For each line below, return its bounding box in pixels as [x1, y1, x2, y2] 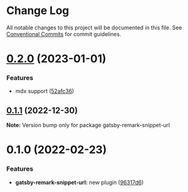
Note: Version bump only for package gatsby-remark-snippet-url [6, 122, 170, 129]
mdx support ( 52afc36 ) [15, 87, 75, 95]
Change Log [6, 4, 69, 18]
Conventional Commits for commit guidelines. [6, 30, 121, 37]
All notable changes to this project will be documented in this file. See [6, 24, 182, 31]
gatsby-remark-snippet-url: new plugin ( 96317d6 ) [15, 179, 144, 186]
